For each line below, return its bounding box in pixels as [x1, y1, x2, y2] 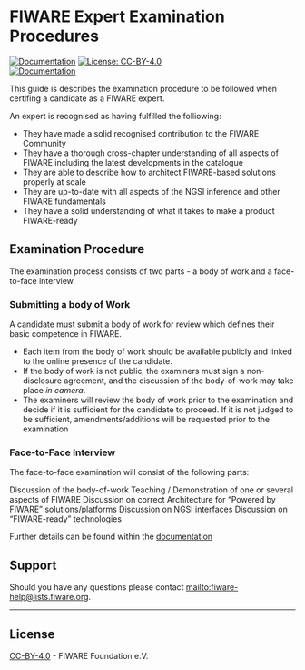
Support [9, 557, 57, 573]
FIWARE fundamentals [22, 196, 106, 207]
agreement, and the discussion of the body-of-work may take [63, 375, 294, 386]
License [9, 626, 55, 642]
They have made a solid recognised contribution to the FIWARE [22, 127, 260, 138]
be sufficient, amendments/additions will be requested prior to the [22, 414, 271, 425]
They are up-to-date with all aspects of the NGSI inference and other [22, 186, 280, 197]
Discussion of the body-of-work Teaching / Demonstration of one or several [9, 484, 293, 495]
